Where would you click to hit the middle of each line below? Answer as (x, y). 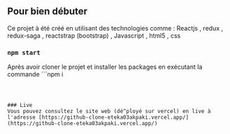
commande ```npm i (35, 74)
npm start (24, 52)
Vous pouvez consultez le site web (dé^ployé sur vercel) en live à (109, 111)
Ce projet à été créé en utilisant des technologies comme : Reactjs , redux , (115, 28)
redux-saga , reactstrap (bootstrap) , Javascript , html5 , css (94, 35)
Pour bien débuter (48, 11)
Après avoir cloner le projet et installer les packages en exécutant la (105, 67)
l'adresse (22, 117)
